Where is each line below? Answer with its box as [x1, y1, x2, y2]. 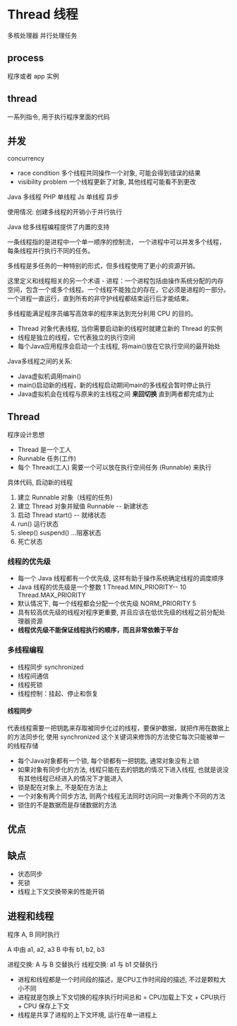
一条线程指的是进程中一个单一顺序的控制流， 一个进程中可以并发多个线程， [7, 238, 226, 246]
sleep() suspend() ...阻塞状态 [17, 528, 102, 537]
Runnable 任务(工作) [17, 454, 76, 463]
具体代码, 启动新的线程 [7, 478, 73, 486]
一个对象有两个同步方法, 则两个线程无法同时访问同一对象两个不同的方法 [17, 791, 226, 800]
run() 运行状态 [17, 520, 59, 528]
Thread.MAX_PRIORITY [17, 591, 86, 600]
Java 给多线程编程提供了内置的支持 [7, 223, 110, 231]
